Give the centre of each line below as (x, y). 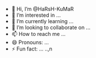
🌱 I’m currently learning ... (42, 21)
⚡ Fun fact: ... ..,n (32, 49)
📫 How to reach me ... (38, 34)
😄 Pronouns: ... (30, 42)
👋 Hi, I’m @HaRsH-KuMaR (42, 9)
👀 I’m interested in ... (36, 15)
